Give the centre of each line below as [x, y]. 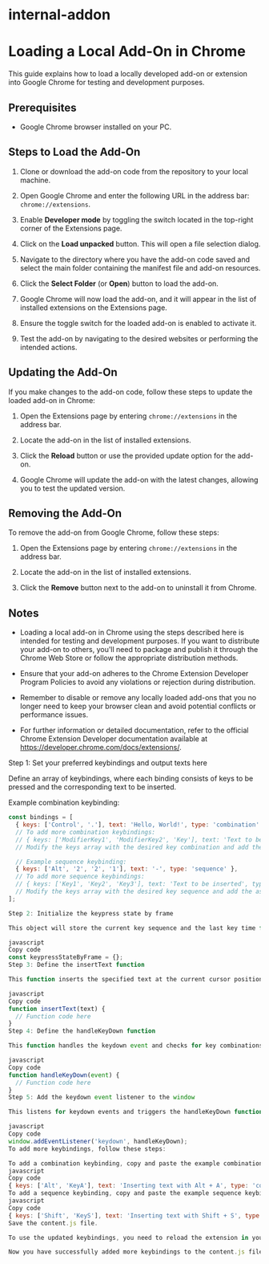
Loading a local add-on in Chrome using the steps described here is [132, 633]
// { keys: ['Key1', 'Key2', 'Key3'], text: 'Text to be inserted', [132, 884]
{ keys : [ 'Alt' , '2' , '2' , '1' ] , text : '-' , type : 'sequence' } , [127, 869]
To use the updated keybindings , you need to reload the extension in [128, 1237]
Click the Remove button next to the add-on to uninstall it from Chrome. [138, 588]
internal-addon [59, 15]
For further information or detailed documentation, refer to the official [134, 730]
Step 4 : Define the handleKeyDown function [82, 1031]
